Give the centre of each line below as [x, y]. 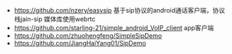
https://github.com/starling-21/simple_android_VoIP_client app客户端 [114, 28]
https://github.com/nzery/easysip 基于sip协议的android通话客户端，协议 [120, 10]
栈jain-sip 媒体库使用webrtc [55, 19]
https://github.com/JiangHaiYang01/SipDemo [80, 43]
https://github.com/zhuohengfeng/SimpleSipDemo [88, 36]
